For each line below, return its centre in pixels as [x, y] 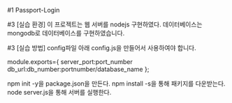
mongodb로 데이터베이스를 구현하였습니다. [66, 33]
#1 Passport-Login [34, 10]
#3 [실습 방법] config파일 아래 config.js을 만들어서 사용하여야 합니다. [102, 48]
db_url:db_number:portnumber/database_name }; [78, 69]
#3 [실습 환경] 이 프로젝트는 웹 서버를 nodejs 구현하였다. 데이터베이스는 [105, 24]
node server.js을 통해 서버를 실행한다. [59, 92]
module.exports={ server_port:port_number [70, 62]
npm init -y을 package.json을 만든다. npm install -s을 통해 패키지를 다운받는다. [116, 84]
